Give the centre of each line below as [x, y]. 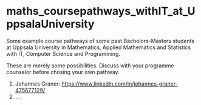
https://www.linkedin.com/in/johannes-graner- [120, 84]
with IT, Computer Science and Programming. [63, 53]
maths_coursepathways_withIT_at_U [101, 11]
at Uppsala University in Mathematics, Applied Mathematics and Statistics [99, 47]
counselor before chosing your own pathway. [63, 72]
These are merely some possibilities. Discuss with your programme [90, 66]
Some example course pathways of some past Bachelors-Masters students [101, 41]
